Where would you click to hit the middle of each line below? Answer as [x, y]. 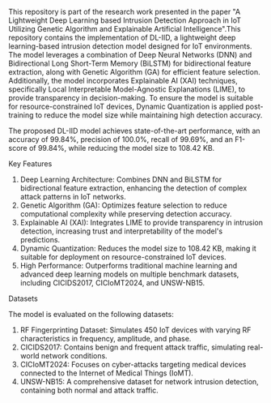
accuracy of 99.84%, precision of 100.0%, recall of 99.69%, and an [121, 139]
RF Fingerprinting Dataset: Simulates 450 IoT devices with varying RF [135, 330]
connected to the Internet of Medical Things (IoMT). [107, 373]
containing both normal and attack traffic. [89, 390]
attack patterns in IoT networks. [73, 197]
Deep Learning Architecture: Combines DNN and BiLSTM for [121, 179]
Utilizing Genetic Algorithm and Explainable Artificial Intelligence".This [125, 29]
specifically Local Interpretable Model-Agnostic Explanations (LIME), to [127, 89]
